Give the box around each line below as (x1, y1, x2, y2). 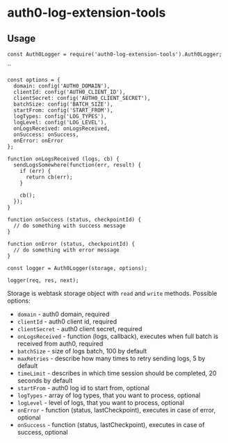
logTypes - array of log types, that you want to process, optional (17, 391, 201, 399)
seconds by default (17, 376, 73, 385)
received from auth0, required (17, 340, 104, 348)
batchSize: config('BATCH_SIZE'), (13, 101, 113, 108)
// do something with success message (13, 222, 127, 229)
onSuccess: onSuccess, (13, 131, 79, 138)
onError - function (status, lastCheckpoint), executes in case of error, (17, 406, 216, 414)
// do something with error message (13, 246, 120, 253)
